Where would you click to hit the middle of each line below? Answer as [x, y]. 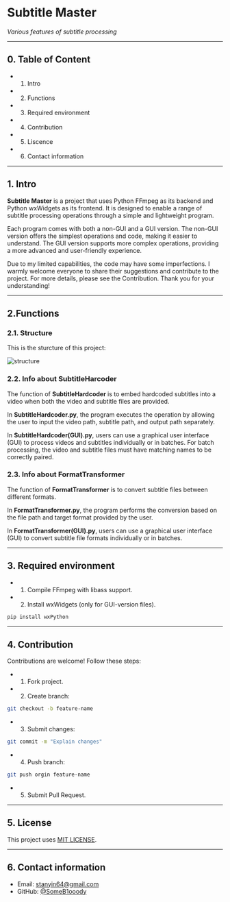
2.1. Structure [30, 332]
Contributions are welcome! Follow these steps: [74, 661]
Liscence [40, 141]
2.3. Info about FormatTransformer [66, 474]
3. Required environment [61, 566]
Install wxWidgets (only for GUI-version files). [91, 604]
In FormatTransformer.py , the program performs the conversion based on [112, 510]
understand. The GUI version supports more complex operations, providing [113, 243]
